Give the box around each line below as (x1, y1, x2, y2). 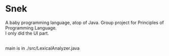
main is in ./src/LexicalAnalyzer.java (5, 45, 80, 51)
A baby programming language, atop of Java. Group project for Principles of (5, 19, 164, 25)
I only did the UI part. (5, 30, 49, 36)
